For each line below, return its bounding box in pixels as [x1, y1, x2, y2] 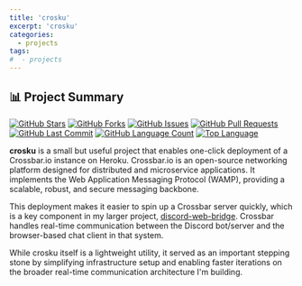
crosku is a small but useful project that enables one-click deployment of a [9, 145, 288, 156]
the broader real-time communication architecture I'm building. [9, 266, 243, 277]
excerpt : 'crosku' [9, 22, 78, 31]
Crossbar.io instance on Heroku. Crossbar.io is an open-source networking [9, 154, 288, 165]
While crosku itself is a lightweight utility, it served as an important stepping [9, 247, 290, 258]
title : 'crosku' [9, 13, 70, 23]
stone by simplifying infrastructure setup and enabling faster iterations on [9, 256, 282, 267]
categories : [9, 30, 54, 39]
